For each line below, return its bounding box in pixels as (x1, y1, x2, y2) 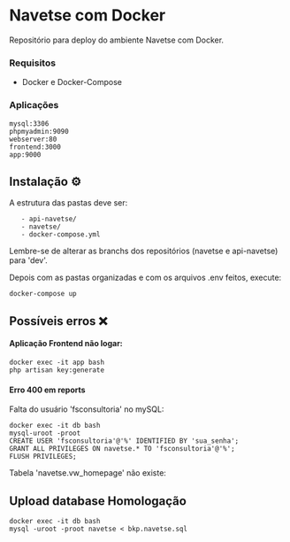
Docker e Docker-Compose (21, 77, 122, 88)
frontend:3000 (9, 143, 62, 151)
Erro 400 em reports (9, 384, 86, 395)
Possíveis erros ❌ (9, 314, 108, 329)
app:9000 (9, 150, 42, 159)
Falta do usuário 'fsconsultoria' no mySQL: (9, 404, 164, 414)
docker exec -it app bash (9, 358, 104, 367)
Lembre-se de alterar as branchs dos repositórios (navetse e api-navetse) (9, 245, 279, 257)
